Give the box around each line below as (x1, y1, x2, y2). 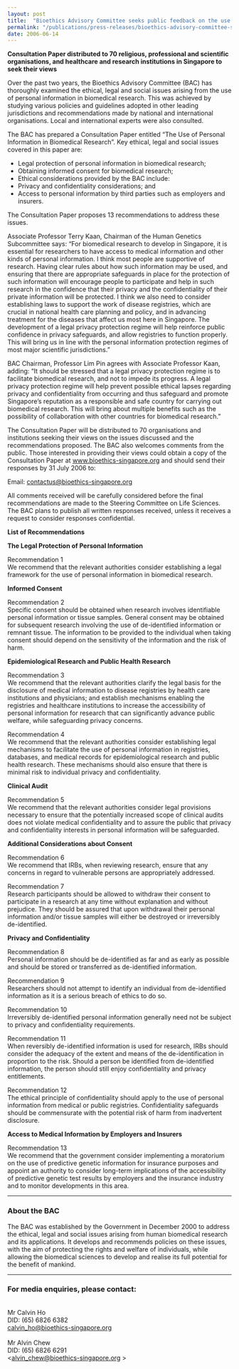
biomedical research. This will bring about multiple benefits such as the (7, 405, 217, 413)
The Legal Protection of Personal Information (7, 541, 144, 550)
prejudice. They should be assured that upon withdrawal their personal (7, 905, 215, 914)
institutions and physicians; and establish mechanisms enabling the (7, 694, 205, 702)
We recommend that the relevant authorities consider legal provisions (7, 803, 211, 812)
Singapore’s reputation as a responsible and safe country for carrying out (7, 397, 222, 406)
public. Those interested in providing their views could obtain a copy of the (7, 449, 227, 458)
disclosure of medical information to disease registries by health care (7, 686, 211, 694)
